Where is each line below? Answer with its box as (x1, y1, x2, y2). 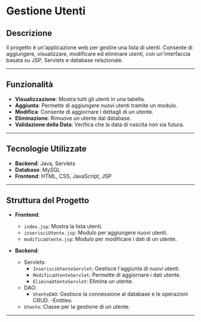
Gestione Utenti (6, 4, 86, 18)
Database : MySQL (14, 166, 61, 173)
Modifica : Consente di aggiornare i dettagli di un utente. (14, 108, 154, 115)
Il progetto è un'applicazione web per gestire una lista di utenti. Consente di (6, 44, 193, 51)
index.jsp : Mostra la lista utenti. (23, 223, 103, 230)
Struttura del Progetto (6, 196, 90, 206)
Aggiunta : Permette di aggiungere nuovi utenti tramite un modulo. (14, 102, 178, 109)
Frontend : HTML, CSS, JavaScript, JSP (14, 172, 112, 180)
